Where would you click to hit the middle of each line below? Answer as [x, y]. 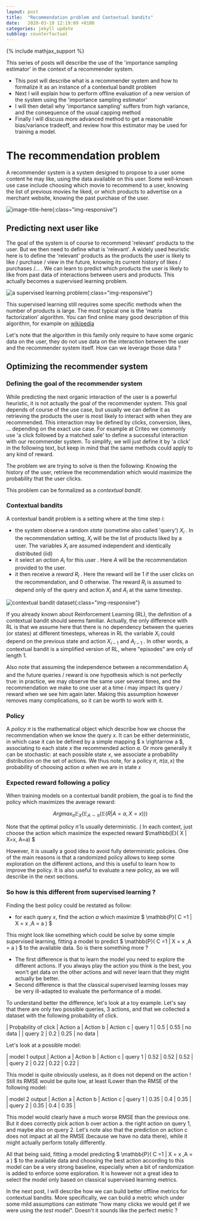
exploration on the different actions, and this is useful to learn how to [91, 864]
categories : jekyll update [40, 28]
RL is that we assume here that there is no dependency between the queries [100, 627]
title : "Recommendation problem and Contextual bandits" [80, 17]
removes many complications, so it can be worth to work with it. [85, 700]
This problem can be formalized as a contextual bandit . [74, 490]
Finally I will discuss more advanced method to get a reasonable [94, 119]
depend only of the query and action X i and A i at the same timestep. [99, 590]
